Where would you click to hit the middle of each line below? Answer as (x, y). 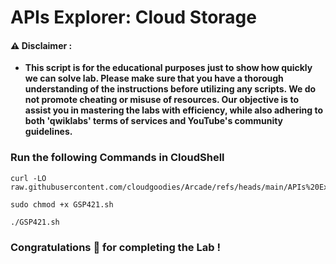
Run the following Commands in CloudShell (117, 158)
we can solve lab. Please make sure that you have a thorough (154, 78)
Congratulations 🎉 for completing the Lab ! (115, 247)
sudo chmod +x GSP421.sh (62, 204)
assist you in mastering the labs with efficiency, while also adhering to (174, 110)
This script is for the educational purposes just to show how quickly (168, 68)
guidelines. (48, 132)
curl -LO (28, 178)
